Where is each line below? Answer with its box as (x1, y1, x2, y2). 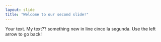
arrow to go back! (5, 31, 42, 37)
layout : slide (5, 7, 35, 12)
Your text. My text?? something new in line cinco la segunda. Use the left (5, 25, 156, 31)
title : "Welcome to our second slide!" (5, 12, 89, 17)
